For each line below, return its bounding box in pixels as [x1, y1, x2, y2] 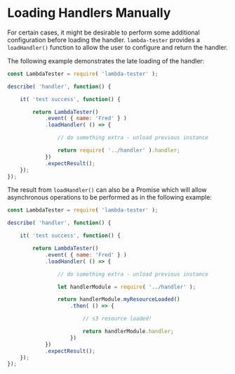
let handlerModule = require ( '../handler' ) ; [57, 283, 196, 290]
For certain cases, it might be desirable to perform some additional [7, 28, 200, 37]
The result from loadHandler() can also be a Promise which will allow [7, 186, 207, 194]
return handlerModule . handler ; [82, 328, 174, 335]
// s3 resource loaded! [82, 315, 152, 323]
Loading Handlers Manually [7, 5, 171, 21]
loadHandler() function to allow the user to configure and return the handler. [7, 43, 228, 51]
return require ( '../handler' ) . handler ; [57, 147, 180, 154]
